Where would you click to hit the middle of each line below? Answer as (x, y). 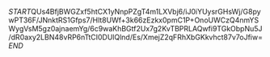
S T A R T (20, 12)
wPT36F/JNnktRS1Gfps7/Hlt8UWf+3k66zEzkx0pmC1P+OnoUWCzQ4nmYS (134, 20)
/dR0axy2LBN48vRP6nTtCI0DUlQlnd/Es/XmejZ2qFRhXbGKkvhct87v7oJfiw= (135, 37)
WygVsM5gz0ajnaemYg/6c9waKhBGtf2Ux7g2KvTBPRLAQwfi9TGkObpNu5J (135, 28)
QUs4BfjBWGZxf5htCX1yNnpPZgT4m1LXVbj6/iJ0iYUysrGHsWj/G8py (146, 12)
